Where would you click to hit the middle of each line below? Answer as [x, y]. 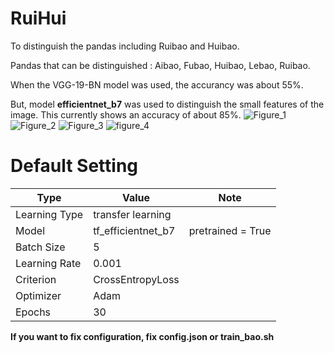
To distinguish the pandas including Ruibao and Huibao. [125, 46]
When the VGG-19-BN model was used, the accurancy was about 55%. [157, 84]
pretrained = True [230, 230]
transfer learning [132, 214]
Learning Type [49, 214]
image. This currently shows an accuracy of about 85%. [126, 114]
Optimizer [38, 295]
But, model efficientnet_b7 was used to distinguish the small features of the [167, 104]
